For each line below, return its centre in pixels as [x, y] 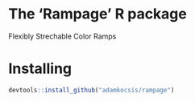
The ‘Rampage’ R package [97, 14]
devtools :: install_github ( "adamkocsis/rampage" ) [91, 90]
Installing [40, 69]
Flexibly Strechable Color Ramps [62, 36]
